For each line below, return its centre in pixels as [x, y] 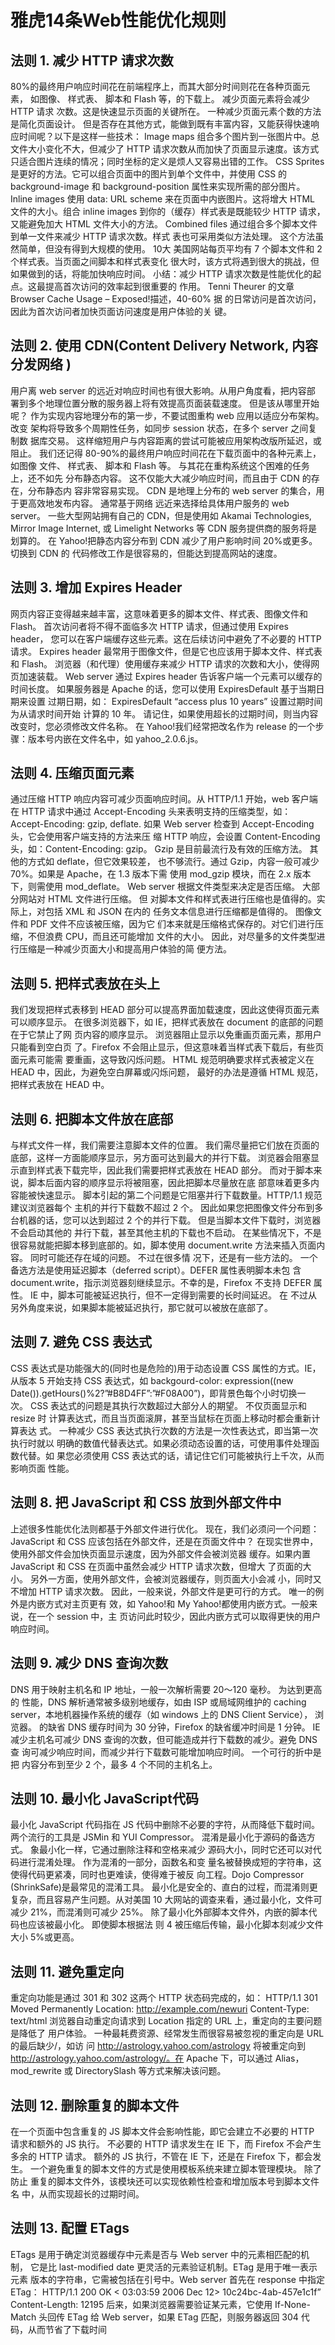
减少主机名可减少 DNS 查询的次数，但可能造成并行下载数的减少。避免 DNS [164, 1739]
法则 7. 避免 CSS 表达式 [81, 1342]
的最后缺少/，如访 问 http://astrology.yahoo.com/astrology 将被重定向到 [158, 2046]
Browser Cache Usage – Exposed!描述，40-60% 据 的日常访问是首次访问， [166, 299]
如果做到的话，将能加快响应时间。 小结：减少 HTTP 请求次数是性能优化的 [161, 274]
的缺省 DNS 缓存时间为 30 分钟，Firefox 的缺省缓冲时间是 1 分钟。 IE [179, 1727]
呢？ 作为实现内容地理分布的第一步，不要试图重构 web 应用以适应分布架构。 [167, 415]
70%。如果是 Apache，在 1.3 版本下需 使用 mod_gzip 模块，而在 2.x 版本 [161, 874]
